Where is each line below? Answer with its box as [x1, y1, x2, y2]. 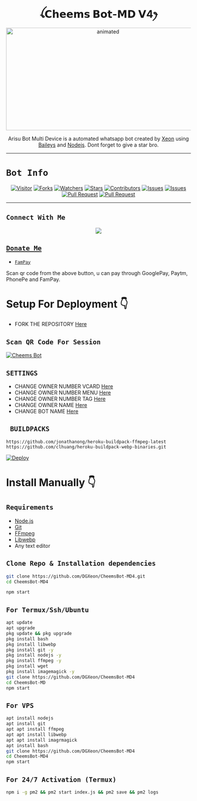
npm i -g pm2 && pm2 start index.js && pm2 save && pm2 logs [6, 789, 159, 795]
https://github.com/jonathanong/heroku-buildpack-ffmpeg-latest [6, 439, 167, 444]
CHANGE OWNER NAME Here [14, 402, 87, 409]
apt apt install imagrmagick [6, 737, 77, 743]
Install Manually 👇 [6, 476, 96, 490]
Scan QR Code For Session [6, 338, 101, 346]
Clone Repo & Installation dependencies [6, 559, 157, 568]
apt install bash [6, 742, 49, 748]
